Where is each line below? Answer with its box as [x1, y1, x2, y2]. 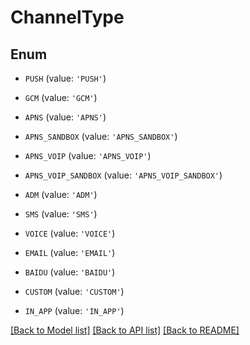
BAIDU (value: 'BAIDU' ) [24, 266, 116, 278]
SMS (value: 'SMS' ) [24, 208, 98, 220]
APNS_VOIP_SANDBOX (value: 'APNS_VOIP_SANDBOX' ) [24, 169, 223, 181]
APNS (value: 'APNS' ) [24, 111, 107, 123]
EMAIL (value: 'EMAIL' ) [24, 247, 116, 258]
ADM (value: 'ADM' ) [24, 189, 98, 200]
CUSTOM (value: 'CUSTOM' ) [24, 286, 125, 297]
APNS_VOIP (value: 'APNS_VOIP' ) [24, 150, 152, 161]
